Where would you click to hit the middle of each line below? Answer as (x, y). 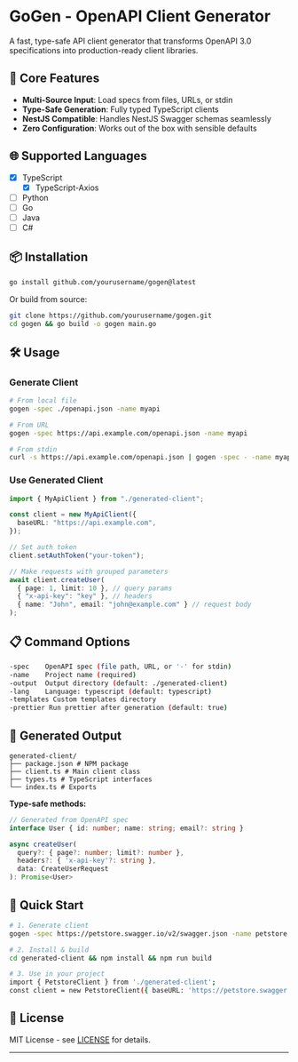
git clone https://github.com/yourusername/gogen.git (111, 315)
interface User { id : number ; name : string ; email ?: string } (126, 828)
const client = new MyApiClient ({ (73, 515)
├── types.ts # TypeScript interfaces (81, 779)
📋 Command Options (70, 642)
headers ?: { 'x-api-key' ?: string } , (87, 861)
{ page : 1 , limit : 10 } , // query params (95, 588)
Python (35, 197)
